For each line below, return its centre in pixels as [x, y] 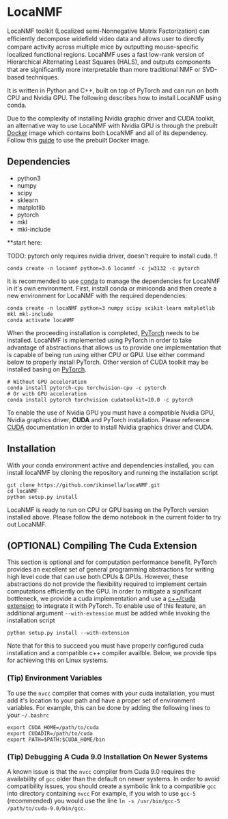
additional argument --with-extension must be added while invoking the [109, 613]
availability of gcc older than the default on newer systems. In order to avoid [113, 779]
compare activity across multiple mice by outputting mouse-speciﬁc [103, 47]
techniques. [43, 77]
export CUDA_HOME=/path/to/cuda [53, 727]
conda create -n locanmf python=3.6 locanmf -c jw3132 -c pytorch [103, 268]
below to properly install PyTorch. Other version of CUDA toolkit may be [108, 362]
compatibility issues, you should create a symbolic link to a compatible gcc [112, 786]
